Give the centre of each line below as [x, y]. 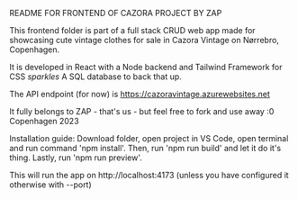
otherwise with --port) [50, 185]
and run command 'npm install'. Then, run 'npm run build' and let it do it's [145, 148]
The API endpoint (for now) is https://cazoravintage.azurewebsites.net [140, 94]
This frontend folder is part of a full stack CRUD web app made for [132, 30]
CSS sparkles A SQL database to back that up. [95, 77]
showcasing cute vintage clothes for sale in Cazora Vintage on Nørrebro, [144, 40]
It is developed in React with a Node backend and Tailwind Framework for [146, 67]
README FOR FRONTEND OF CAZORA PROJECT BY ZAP [116, 13]
